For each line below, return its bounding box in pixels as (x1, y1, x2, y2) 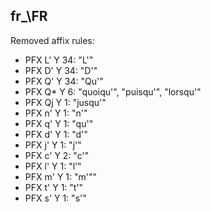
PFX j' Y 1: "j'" (24, 139, 82, 151)
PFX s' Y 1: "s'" (24, 192, 87, 204)
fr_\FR (10, 8, 48, 25)
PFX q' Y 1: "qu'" (24, 117, 94, 129)
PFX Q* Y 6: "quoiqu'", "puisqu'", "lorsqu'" (24, 85, 202, 98)
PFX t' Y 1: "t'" (24, 181, 84, 193)
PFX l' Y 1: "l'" (24, 160, 82, 172)
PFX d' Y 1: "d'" (24, 128, 88, 140)
